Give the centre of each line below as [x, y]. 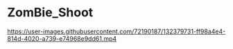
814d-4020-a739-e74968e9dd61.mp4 [62, 38]
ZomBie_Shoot [50, 13]
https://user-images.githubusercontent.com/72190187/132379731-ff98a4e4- [116, 31]
